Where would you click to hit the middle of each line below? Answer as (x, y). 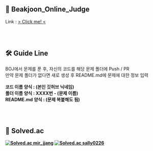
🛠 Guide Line (27, 53)
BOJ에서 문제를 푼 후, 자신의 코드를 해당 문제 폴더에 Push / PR (67, 68)
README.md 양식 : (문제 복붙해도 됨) (43, 99)
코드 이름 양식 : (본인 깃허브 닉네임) (40, 87)
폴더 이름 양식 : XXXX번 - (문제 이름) (42, 93)
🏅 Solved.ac (25, 131)
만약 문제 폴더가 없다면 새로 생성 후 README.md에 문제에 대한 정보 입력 (77, 75)
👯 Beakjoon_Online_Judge (48, 9)
